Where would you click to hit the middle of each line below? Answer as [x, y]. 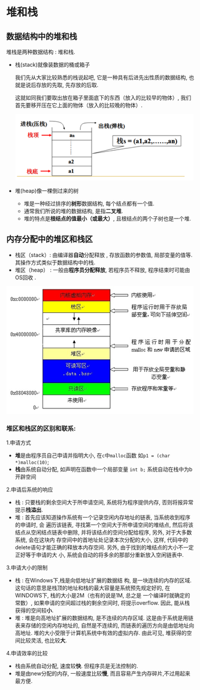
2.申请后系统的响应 [30, 489]
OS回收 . [25, 277]
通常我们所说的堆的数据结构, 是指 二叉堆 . [73, 211]
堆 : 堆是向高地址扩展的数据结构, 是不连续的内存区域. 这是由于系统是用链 [104, 618]
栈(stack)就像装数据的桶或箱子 [52, 65]
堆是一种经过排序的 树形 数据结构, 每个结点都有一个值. [89, 204]
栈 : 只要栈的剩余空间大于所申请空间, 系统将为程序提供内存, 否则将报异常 [104, 503]
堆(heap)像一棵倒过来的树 [47, 191]
